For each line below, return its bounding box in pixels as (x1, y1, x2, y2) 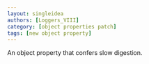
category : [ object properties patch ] (7, 23, 117, 30)
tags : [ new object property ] (7, 29, 92, 37)
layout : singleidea (7, 10, 64, 17)
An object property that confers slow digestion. (7, 49, 143, 57)
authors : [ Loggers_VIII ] (7, 17, 79, 24)
